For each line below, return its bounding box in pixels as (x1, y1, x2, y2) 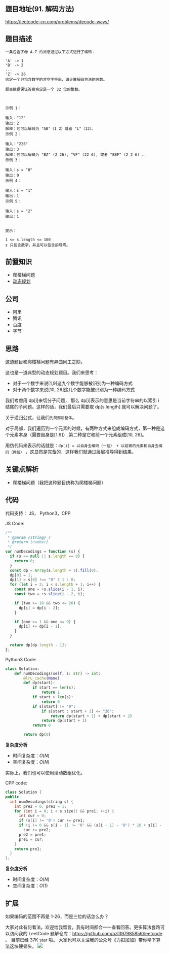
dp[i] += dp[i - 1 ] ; (18, 624, 62, 629)
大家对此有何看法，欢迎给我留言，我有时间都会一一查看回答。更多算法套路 (5, 924, 160, 930)
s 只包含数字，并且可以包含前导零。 (5, 243, 70, 248)
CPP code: (5, 780, 28, 786)
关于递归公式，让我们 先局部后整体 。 (5, 415, 77, 421)
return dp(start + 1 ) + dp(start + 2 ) (50, 713, 133, 719)
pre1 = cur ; (18, 837, 44, 842)
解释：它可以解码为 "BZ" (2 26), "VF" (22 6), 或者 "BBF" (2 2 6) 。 (5, 152, 146, 157)
